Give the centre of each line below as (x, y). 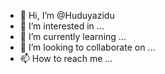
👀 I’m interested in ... (62, 26)
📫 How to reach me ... (66, 58)
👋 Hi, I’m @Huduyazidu (67, 15)
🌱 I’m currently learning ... (73, 36)
